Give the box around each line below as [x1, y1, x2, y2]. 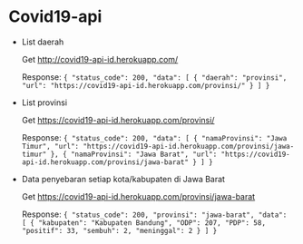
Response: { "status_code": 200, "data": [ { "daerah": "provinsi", [21, 71, 288, 83]
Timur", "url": [21, 142, 80, 151]
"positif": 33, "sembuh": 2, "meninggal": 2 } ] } [21, 226, 218, 235]
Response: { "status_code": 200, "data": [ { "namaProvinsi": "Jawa [21, 132, 288, 142]
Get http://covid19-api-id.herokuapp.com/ [21, 54, 179, 64]
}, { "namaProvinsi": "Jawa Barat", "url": [50, 150, 218, 159]
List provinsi [21, 97, 68, 108]
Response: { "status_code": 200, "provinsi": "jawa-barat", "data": [21, 209, 288, 220]
